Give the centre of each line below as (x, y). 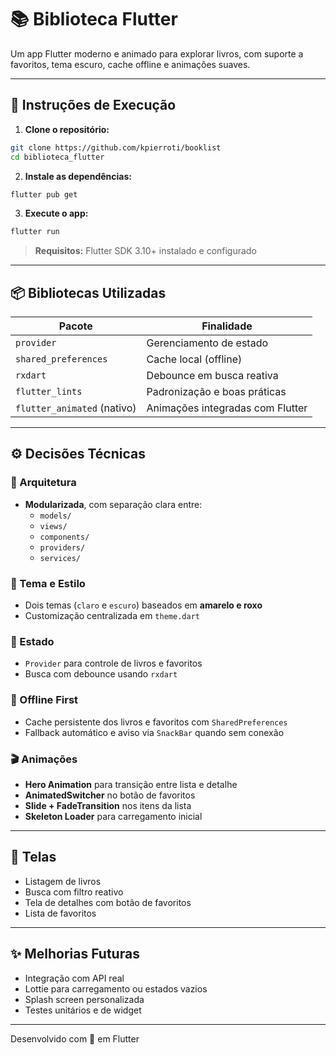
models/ (55, 516)
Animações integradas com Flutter (227, 408)
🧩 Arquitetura (43, 483)
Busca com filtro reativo (74, 892)
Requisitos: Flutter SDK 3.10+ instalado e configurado (145, 251)
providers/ (62, 547)
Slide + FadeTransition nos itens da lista (108, 805)
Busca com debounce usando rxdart (101, 674)
